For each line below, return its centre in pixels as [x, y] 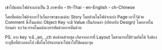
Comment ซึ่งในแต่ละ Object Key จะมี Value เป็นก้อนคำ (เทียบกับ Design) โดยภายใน [79, 22]
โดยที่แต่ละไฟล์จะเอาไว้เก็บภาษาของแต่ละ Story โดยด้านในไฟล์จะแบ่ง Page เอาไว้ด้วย [75, 17]
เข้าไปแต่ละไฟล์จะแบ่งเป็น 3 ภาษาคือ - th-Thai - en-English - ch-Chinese [70, 7]
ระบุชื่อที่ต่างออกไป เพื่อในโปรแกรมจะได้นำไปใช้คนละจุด [49, 42]
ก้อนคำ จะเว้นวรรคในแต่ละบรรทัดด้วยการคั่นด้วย [43, 28]
